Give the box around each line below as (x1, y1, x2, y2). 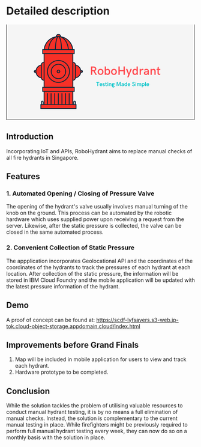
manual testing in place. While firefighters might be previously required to (6, 421, 188, 428)
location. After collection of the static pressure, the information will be (6, 270, 179, 277)
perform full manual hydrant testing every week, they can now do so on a (6, 428, 187, 435)
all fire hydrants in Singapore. (6, 154, 79, 161)
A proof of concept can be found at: (6, 316, 95, 323)
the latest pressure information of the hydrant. (6, 282, 120, 290)
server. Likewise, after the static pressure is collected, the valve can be (6, 222, 182, 230)
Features (6, 171, 40, 181)
